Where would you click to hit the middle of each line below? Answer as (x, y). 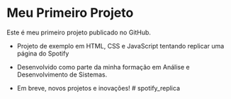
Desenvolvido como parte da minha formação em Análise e (103, 67)
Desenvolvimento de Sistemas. (62, 74)
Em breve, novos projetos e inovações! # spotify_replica (98, 88)
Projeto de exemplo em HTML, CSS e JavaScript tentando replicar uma (120, 46)
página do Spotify (43, 53)
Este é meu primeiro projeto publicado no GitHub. (79, 32)
